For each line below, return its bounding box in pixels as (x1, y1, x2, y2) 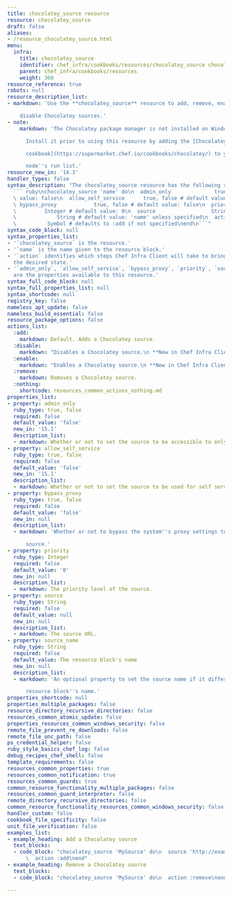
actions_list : (7, 323, 48, 330)
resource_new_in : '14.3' (7, 169, 79, 176)
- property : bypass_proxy (7, 490, 81, 497)
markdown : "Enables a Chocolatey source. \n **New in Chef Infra (19, 362, 209, 369)
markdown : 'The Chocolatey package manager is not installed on (19, 125, 209, 132)
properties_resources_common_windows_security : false (7, 720, 166, 727)
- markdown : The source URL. (13, 631, 97, 638)
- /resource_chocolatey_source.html (7, 36, 113, 43)
